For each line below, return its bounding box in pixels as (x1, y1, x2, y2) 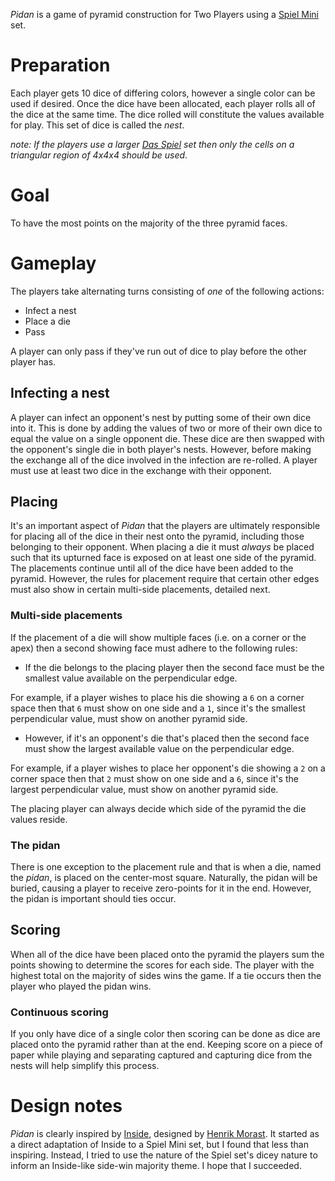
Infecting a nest (10, 385, 110, 402)
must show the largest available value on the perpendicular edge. (24, 742, 295, 754)
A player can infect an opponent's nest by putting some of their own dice (10, 411, 312, 423)
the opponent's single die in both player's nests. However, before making (10, 443, 312, 455)
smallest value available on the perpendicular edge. (24, 672, 238, 684)
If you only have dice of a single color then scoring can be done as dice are (10, 1028, 321, 1040)
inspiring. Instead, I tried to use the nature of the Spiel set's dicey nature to (10, 1149, 318, 1161)
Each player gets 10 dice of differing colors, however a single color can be (10, 87, 316, 99)
